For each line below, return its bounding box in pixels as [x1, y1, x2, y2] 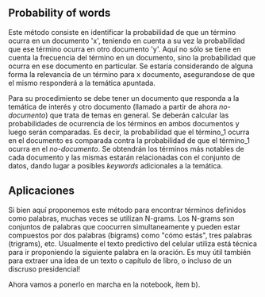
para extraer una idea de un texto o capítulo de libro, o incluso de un [8, 256, 232, 265]
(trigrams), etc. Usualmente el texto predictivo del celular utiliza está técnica [8, 238, 258, 249]
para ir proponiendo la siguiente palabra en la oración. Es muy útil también [8, 247, 252, 256]
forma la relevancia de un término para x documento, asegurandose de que [8, 69, 255, 79]
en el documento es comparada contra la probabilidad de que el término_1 [8, 135, 250, 145]
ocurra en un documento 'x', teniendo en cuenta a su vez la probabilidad [8, 36, 245, 45]
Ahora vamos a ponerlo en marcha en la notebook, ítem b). [8, 280, 201, 289]
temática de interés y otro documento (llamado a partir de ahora [8, 102, 218, 111]
